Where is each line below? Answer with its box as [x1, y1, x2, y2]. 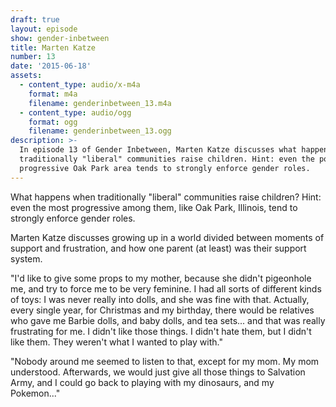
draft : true [10, 14, 60, 25]
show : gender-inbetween [10, 33, 110, 43]
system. [10, 252, 43, 265]
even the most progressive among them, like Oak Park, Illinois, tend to [10, 201, 298, 213]
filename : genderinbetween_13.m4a [28, 98, 172, 108]
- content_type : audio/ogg [19, 107, 132, 118]
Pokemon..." [10, 387, 61, 399]
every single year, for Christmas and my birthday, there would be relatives [10, 304, 315, 316]
